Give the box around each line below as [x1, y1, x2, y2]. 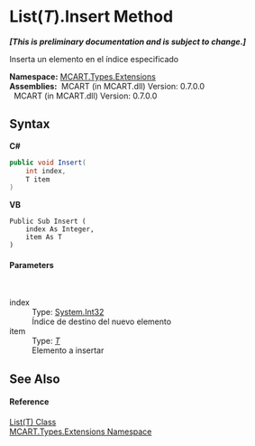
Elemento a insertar [32, 345, 105, 356]
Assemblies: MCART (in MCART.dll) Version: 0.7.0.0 [9, 80, 205, 91]
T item [25, 174, 50, 184]
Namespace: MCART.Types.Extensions [9, 70, 156, 82]
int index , [25, 166, 67, 175]
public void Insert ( [9, 158, 87, 167]
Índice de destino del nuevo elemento [32, 316, 172, 327]
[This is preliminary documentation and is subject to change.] [9, 36, 246, 47]
